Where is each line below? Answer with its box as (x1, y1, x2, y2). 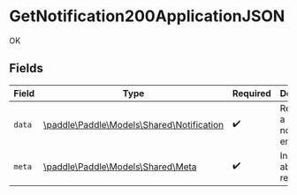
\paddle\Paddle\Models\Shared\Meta (42, 161, 197, 173)
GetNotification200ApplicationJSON (9, 6, 286, 26)
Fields (9, 61, 44, 76)
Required (232, 86, 271, 99)
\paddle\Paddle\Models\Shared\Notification (42, 118, 224, 131)
